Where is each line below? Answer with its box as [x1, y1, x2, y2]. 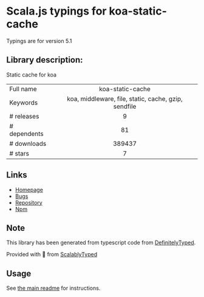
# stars [9, 149, 29, 157]
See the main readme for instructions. [6, 284, 101, 292]
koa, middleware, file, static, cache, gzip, [66, 94, 183, 103]
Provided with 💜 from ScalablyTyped [6, 251, 98, 258]
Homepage [15, 186, 44, 193]
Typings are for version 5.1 [6, 37, 72, 44]
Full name [9, 84, 38, 93]
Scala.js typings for [6, 4, 107, 18]
